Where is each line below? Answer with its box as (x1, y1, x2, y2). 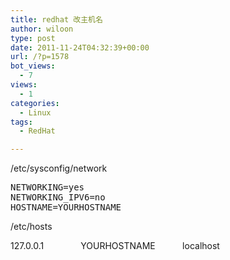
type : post (10, 33, 56, 43)
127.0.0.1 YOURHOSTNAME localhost (10, 240, 220, 252)
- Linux (19, 107, 52, 118)
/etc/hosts (10, 221, 53, 233)
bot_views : (10, 61, 56, 71)
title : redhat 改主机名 (10, 14, 103, 25)
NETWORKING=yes (10, 182, 85, 193)
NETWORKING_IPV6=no (10, 192, 106, 203)
